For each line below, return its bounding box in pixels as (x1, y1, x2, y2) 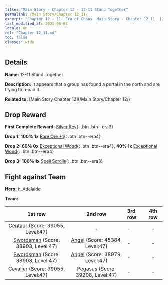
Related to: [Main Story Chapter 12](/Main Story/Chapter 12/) (5, 96, 131, 102)
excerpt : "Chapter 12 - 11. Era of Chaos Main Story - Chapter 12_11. (5, 16, 157, 21)
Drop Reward (5, 110, 46, 119)
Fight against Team (5, 173, 66, 181)
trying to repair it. (5, 86, 41, 92)
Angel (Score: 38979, (70, 251, 122, 258)
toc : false (5, 35, 28, 40)
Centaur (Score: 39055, (8, 222, 65, 229)
